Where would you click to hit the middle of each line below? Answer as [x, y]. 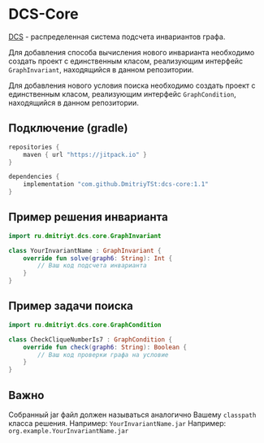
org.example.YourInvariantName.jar [69, 431]
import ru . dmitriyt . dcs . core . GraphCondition [85, 325]
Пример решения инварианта [88, 217]
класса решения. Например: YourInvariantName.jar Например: [117, 423]
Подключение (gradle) [68, 128]
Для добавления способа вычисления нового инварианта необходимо [132, 52]
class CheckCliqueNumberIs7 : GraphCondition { [91, 339]
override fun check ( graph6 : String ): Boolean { [105, 347]
